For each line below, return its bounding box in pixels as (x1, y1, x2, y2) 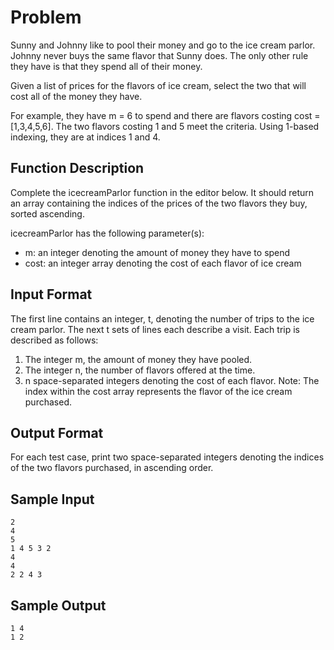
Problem (10, 6, 82, 29)
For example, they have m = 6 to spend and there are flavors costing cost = (10, 109, 321, 121)
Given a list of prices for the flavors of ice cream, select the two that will (10, 79, 307, 91)
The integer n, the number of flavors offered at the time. (24, 364, 256, 376)
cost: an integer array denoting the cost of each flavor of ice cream (24, 257, 302, 269)
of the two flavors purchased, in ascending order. (10, 462, 214, 474)
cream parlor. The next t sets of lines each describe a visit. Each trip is (10, 323, 300, 335)
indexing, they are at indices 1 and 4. (10, 131, 161, 143)
